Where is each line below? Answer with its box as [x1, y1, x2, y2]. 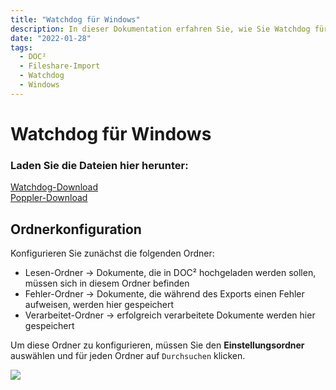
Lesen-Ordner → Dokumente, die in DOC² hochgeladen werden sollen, [24, 267, 317, 279]
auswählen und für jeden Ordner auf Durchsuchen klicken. [10, 350, 246, 362]
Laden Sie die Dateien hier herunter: [10, 158, 189, 172]
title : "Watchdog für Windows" [10, 14, 141, 25]
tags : [10, 42, 33, 53]
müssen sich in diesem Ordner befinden [24, 277, 190, 290]
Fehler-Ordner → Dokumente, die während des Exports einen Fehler [24, 288, 305, 300]
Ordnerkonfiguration [10, 221, 142, 238]
